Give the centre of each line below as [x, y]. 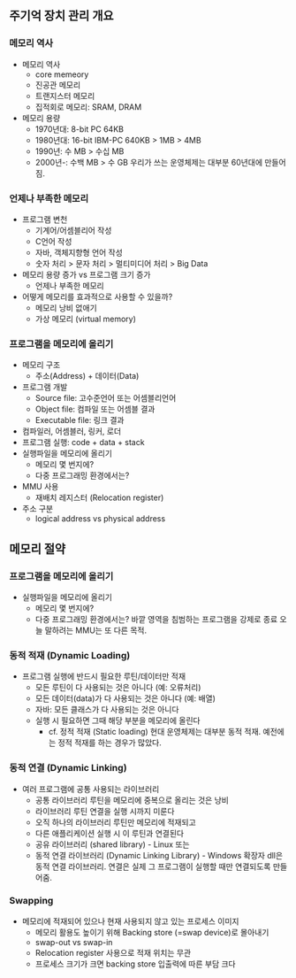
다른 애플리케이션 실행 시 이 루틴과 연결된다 [109, 833]
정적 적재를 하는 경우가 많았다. [110, 743]
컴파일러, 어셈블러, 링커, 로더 [72, 431]
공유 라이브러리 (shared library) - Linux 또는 [112, 844]
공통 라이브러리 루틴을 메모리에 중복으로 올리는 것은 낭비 [132, 800]
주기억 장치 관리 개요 [61, 16]
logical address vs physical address [100, 519]
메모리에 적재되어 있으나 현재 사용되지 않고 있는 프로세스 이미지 [130, 921]
